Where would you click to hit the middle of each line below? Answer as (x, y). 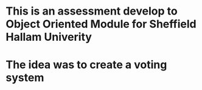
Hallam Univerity (49, 37)
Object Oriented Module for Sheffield (101, 24)
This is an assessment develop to (92, 11)
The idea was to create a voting (86, 65)
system (25, 78)
